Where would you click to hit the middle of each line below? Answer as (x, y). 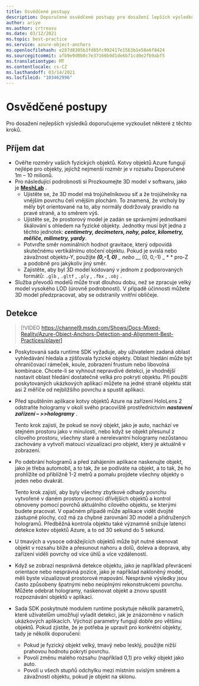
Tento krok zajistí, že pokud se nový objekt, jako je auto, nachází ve (97, 425)
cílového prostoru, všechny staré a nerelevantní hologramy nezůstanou (101, 437)
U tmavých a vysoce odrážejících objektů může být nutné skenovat (96, 541)
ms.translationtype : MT (35, 61)
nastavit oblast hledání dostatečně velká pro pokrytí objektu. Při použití (101, 377)
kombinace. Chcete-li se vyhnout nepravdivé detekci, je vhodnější (95, 370)
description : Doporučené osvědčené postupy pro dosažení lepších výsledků (100, 17)
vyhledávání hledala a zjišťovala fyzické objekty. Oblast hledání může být (103, 358)
